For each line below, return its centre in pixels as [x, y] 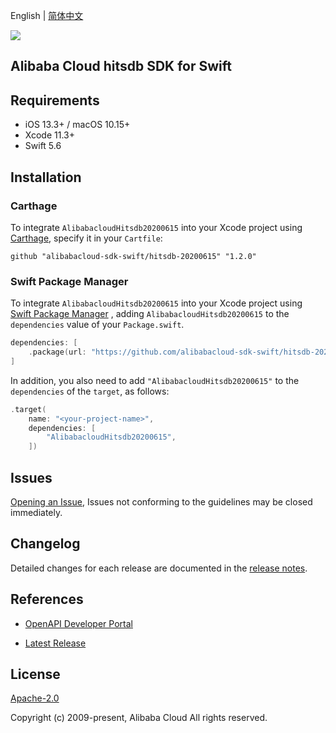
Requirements [55, 100]
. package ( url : [57, 352]
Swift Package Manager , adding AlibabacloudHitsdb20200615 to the [150, 314]
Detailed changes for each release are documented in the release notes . [159, 568]
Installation [46, 177]
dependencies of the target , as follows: [90, 391]
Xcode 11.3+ [49, 135]
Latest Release [55, 643]
